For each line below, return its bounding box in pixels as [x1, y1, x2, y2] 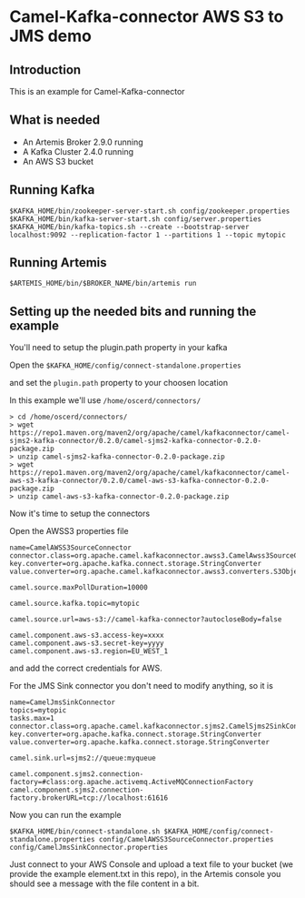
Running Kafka [9, 182, 95, 197]
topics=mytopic [9, 706, 67, 715]
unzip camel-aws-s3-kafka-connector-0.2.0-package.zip [17, 492, 230, 501]
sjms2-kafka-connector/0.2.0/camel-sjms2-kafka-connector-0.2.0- [9, 437, 261, 446]
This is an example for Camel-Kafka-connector [9, 86, 185, 96]
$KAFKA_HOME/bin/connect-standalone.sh [9, 827, 161, 836]
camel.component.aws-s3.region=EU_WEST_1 [9, 647, 169, 656]
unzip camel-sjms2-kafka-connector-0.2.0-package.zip [17, 452, 225, 461]
